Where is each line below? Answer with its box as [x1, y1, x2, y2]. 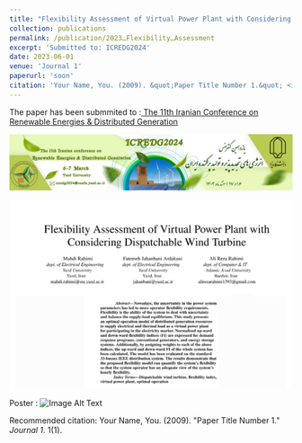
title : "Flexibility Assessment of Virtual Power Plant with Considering [9, 14, 292, 23]
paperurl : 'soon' [9, 72, 75, 81]
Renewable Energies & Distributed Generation [9, 116, 178, 127]
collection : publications [9, 23, 106, 33]
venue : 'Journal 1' [9, 62, 83, 71]
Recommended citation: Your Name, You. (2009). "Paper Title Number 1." [9, 415, 280, 426]
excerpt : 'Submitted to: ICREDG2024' [9, 43, 151, 52]
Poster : [9, 398, 39, 409]
